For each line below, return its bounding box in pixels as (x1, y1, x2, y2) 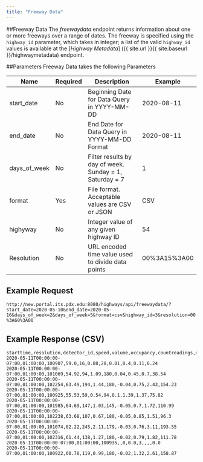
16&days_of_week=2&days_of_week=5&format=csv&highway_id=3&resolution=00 (6, 312, 196, 318)
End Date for (88, 120, 124, 128)
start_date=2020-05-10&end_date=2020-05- (6, 307, 112, 313)
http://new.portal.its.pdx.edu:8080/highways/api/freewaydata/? (6, 302, 172, 308)
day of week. (88, 160, 125, 168)
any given (88, 225, 116, 233)
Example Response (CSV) (6, 334, 105, 344)
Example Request (6, 285, 74, 296)
